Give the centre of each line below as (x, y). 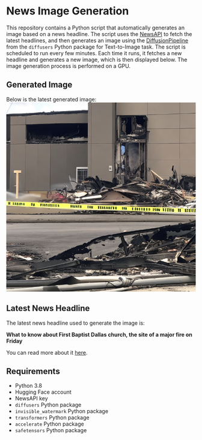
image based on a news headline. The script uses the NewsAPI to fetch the (99, 34)
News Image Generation (68, 11)
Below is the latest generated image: (51, 99)
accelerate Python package (49, 424)
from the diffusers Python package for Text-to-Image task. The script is (96, 47)
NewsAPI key (31, 399)
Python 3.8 (28, 386)
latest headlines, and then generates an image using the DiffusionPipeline (97, 40)
